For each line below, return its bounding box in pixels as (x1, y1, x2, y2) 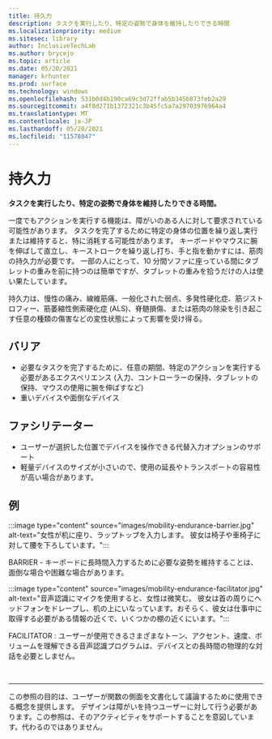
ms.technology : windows (8, 87, 89, 96)
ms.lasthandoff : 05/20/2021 (8, 125, 104, 133)
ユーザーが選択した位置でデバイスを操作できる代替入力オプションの (19, 442, 247, 452)
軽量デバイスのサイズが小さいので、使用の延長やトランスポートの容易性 (19, 463, 261, 472)
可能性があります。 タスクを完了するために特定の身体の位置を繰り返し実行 (8, 225, 258, 235)
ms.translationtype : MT (8, 110, 89, 118)
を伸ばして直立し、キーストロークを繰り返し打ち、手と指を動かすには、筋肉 (8, 246, 263, 255)
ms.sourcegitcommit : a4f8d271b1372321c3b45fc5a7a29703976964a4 (8, 102, 227, 110)
